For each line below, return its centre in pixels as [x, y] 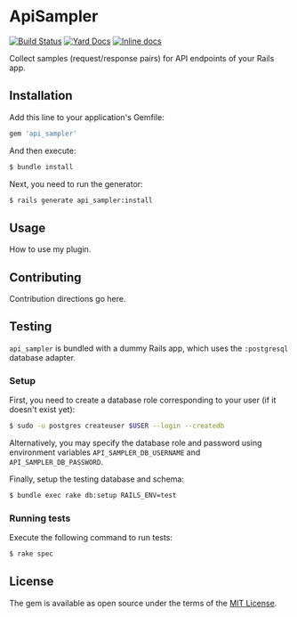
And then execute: [43, 150]
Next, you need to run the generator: [76, 183]
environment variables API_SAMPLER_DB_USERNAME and [105, 452]
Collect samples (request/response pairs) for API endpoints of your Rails [142, 58]
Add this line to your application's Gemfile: [87, 117]
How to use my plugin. [50, 249]
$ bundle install [41, 166]
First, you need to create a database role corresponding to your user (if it [143, 400]
